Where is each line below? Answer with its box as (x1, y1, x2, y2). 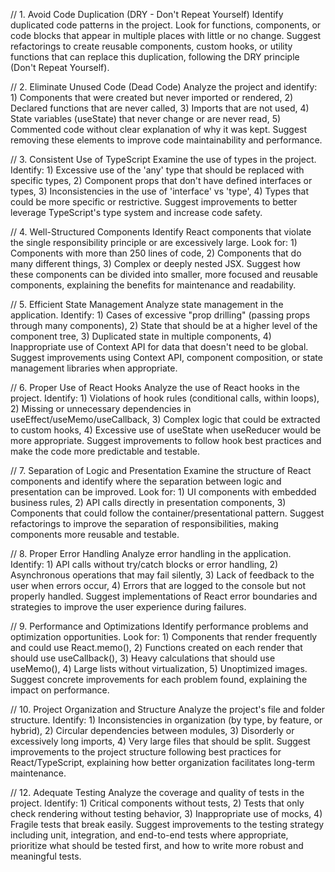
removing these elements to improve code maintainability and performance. (10, 134, 323, 146)
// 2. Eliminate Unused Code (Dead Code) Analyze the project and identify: (10, 81, 318, 93)
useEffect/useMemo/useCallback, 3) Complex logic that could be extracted (10, 414, 321, 425)
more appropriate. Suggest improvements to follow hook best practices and (10, 435, 322, 446)
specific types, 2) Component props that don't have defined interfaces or (10, 175, 313, 186)
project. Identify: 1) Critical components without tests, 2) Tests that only (10, 797, 305, 809)
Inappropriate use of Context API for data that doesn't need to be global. (10, 341, 309, 353)
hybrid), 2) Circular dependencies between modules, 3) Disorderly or (10, 725, 295, 736)
